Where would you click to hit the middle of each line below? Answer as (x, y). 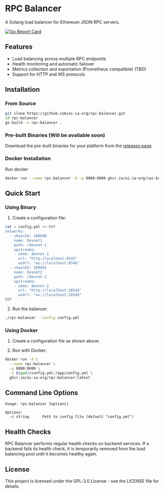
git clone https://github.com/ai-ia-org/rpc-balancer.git (65, 114)
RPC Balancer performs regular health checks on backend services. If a (77, 444)
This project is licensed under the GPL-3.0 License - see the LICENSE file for (82, 481)
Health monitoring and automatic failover (53, 64)
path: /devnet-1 (31, 245)
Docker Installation (28, 158)
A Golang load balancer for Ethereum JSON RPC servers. (62, 22)
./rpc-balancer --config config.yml (42, 318)
